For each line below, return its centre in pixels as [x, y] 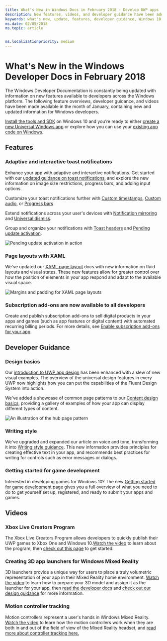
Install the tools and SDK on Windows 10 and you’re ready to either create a [83, 121]
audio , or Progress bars [29, 203]
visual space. [19, 282]
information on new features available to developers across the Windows [80, 96]
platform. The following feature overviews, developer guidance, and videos [82, 101]
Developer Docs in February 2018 [75, 77]
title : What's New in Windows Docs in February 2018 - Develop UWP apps [82, 10]
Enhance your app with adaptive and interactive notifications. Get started [80, 173]
